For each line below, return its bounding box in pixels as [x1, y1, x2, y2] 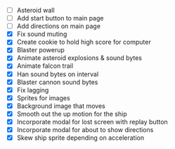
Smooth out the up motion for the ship [16, 109, 127, 118]
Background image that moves [16, 102, 106, 110]
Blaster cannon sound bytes [16, 78, 98, 86]
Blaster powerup [16, 46, 65, 54]
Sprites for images [16, 93, 71, 102]
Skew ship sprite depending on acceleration [16, 133, 145, 142]
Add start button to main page [16, 14, 104, 23]
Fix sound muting [16, 30, 67, 38]
